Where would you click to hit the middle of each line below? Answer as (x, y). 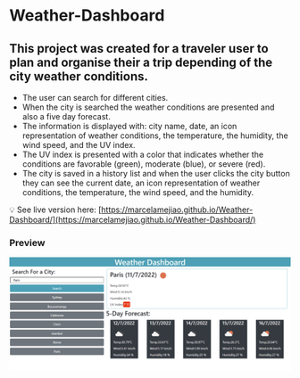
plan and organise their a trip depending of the (141, 62)
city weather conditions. (79, 76)
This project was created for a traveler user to (139, 49)
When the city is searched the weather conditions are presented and (148, 107)
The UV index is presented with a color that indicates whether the (143, 154)
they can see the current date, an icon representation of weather (141, 183)
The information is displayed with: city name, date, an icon (129, 126)
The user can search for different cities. (95, 98)
